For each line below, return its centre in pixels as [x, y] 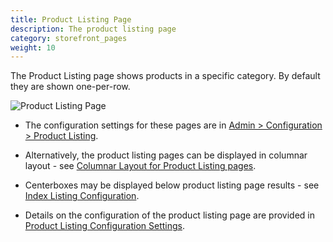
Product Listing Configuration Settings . [105, 226]
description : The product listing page [93, 29]
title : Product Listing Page [71, 19]
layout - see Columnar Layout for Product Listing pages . [140, 166]
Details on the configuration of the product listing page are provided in [169, 215]
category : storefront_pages [69, 38]
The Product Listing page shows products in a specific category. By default [165, 76]
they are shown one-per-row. [70, 87]
